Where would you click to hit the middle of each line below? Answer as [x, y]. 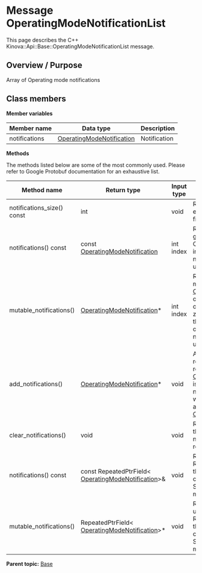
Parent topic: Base [29, 563]
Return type [123, 190]
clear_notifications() [38, 435]
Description [158, 128]
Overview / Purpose [44, 65]
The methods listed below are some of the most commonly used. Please [96, 165]
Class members [36, 99]
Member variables [29, 113]
